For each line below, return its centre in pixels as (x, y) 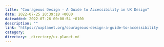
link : (10, 28)
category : (15, 32)
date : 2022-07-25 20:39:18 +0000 (39, 14)
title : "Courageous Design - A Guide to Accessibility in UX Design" (77, 10)
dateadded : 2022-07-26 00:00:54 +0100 (44, 19)
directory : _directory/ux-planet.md (42, 37)
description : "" (21, 23)
